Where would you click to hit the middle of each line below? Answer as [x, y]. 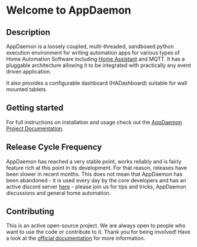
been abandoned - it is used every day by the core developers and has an [96, 180]
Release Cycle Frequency [54, 147]
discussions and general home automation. [59, 193]
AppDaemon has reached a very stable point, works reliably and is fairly [94, 161]
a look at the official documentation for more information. [76, 238]
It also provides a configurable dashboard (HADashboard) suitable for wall [97, 83]
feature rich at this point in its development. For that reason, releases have [97, 168]
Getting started [35, 108]
